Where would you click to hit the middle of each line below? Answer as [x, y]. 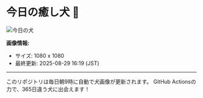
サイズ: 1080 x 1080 [40, 55]
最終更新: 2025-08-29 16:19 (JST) [57, 63]
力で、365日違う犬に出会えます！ [48, 89]
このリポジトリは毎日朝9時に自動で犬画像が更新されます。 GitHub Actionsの [101, 81]
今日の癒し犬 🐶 [43, 12]
